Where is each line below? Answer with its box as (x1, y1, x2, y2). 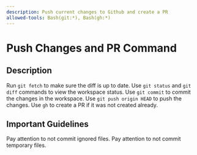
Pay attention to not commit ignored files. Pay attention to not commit (6, 135, 182, 143)
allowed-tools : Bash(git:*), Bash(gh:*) (6, 15, 111, 21)
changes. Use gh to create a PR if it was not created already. (6, 101, 158, 108)
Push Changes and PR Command (6, 41, 177, 55)
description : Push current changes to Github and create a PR (6, 9, 168, 15)
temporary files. (6, 142, 46, 149)
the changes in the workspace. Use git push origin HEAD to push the (6, 94, 182, 102)
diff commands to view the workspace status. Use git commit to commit (6, 88, 191, 96)
